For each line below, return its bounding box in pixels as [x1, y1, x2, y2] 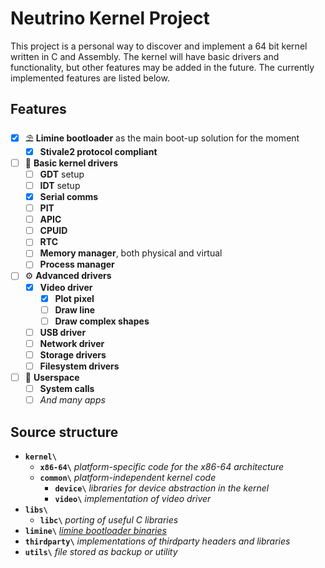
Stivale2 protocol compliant [39, 145, 158, 157]
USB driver [39, 326, 87, 338]
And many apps [39, 394, 106, 406]
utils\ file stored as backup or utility [24, 546, 178, 557]
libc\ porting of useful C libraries [39, 514, 179, 526]
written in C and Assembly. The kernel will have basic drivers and [10, 50, 280, 62]
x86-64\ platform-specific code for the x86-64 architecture [39, 461, 285, 472]
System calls [39, 383, 95, 395]
